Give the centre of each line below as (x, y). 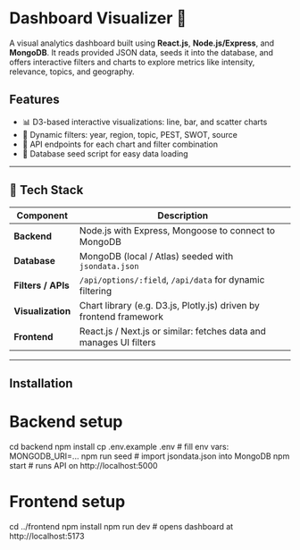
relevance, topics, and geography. (72, 72)
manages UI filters (117, 342)
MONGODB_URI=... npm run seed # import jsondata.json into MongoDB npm (150, 456)
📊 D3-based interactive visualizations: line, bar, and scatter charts (145, 122)
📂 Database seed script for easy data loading (105, 153)
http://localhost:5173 (47, 536)
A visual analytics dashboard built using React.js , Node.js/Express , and (142, 43)
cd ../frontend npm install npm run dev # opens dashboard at (121, 526)
